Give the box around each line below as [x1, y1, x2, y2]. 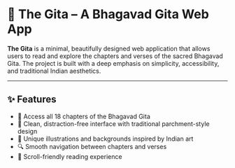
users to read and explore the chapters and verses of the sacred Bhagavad [7, 52, 224, 60]
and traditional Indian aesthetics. [7, 66, 101, 75]
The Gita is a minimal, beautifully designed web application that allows [7, 44, 211, 52]
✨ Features [7, 94, 57, 106]
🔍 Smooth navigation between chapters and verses [17, 142, 167, 150]
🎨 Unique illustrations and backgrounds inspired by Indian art [17, 134, 194, 143]
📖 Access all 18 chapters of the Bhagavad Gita [17, 112, 150, 120]
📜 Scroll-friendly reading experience [17, 152, 122, 160]
